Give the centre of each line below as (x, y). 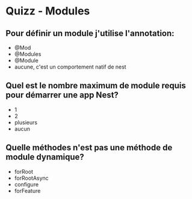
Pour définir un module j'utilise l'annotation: (90, 33)
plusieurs (26, 122)
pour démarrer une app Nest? (62, 95)
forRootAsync (31, 178)
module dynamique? (45, 157)
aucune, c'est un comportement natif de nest (70, 67)
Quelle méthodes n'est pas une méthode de (89, 148)
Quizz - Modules (48, 11)
